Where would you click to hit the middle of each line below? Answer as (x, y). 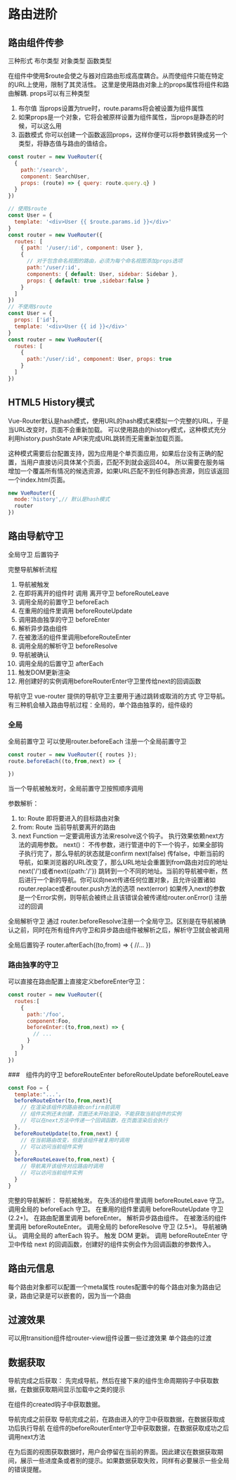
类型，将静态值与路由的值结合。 (64, 143)
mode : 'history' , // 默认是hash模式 (62, 499)
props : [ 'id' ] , (37, 320)
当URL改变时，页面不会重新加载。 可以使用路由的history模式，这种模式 (111, 429)
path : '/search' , (45, 170)
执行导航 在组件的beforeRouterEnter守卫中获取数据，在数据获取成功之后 (125, 1428)
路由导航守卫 (36, 536)
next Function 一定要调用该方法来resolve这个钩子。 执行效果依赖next (118, 836)
